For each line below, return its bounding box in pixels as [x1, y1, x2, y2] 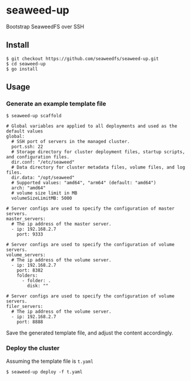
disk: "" [27, 283, 49, 289]
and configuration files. [6, 154, 69, 160]
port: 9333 [16, 231, 43, 237]
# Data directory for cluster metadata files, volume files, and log [11, 164, 185, 171]
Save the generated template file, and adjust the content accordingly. [6, 329, 173, 336]
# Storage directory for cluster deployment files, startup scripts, [11, 149, 185, 155]
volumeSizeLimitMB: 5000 [11, 196, 72, 201]
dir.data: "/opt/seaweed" [11, 175, 75, 181]
